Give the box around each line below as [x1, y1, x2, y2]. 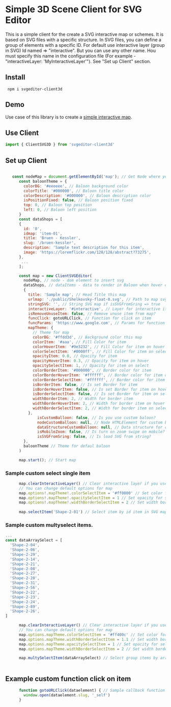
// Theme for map [32, 330, 70, 335]
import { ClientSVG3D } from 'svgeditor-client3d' [5, 142, 115, 147]
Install [5, 73, 25, 82]
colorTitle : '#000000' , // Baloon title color [23, 188, 124, 193]
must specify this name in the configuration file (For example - [5, 52, 136, 59]
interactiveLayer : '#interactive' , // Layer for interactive [27, 306, 160, 312]
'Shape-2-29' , [10, 552, 40, 557]
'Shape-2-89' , [10, 604, 40, 609]
